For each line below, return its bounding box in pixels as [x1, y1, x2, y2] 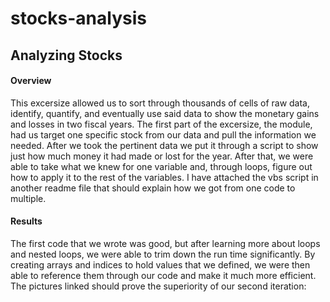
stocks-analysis [10, 7, 147, 30]
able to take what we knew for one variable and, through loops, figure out [10, 160, 313, 172]
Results [10, 215, 43, 227]
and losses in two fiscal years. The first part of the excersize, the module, [10, 118, 313, 130]
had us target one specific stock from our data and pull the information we [10, 128, 317, 141]
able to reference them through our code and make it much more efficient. [10, 269, 317, 281]
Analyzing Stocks [10, 47, 123, 64]
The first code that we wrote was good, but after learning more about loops [10, 237, 321, 249]
